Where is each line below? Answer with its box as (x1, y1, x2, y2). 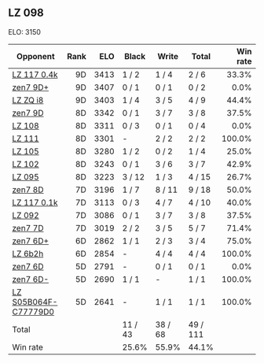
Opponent (16, 50, 55, 61)
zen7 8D (12, 184, 44, 195)
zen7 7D (12, 222, 44, 233)
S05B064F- (12, 296, 58, 307)
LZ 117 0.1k (12, 197, 58, 208)
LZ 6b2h (12, 248, 44, 259)
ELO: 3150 (8, 27, 42, 36)
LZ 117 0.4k (12, 69, 58, 80)
